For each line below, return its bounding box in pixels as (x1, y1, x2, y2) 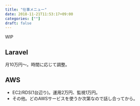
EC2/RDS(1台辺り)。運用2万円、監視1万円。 (12, 89, 100, 95)
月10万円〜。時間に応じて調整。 (5, 62, 70, 68)
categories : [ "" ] (5, 16, 41, 21)
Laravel (5, 48, 28, 56)
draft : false (5, 20, 32, 26)
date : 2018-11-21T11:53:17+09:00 (5, 12, 73, 17)
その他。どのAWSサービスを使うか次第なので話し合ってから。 (12, 95, 138, 101)
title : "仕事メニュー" (5, 7, 47, 12)
